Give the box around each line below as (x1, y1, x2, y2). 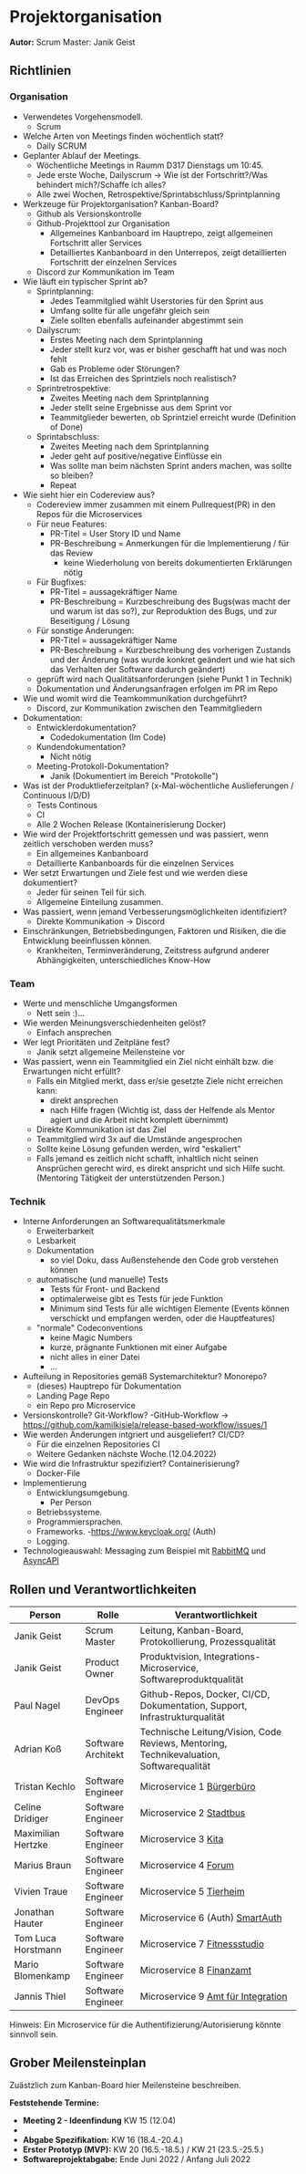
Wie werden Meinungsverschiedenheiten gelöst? (22, 1017, 207, 1028)
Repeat (49, 479, 77, 490)
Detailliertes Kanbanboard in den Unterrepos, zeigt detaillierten (49, 246, 287, 257)
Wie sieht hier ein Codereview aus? (22, 489, 156, 500)
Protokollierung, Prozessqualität (139, 1636, 276, 1649)
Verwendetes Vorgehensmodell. (22, 111, 144, 122)
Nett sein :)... (36, 1007, 85, 1018)
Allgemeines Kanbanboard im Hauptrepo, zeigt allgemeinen (49, 227, 273, 238)
